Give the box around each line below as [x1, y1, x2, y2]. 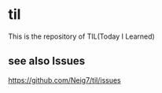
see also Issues [8, 54, 86, 68]
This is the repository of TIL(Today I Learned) [8, 32, 155, 41]
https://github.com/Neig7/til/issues [8, 75, 122, 84]
